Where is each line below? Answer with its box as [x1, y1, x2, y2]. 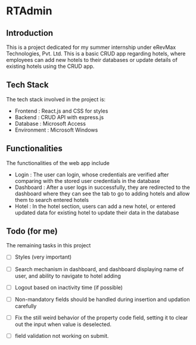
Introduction [6, 28, 54, 38]
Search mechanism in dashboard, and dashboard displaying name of [14, 265, 184, 272]
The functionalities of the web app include [6, 159, 110, 166]
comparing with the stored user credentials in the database [14, 177, 160, 184]
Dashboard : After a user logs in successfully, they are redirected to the [14, 184, 191, 191]
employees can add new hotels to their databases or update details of [6, 57, 178, 63]
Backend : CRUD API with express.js [14, 113, 104, 120]
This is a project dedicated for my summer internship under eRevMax [6, 43, 176, 51]
